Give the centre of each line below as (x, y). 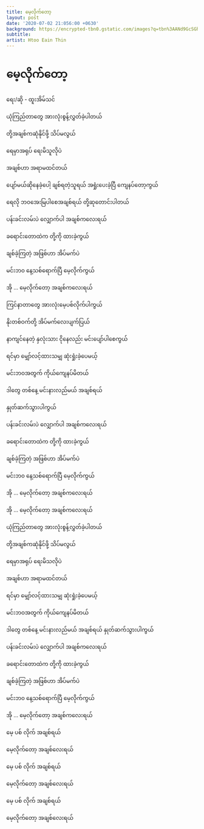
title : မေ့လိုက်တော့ (29, 12)
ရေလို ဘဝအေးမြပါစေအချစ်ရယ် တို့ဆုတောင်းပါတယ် (68, 202)
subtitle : (19, 35)
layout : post (23, 18)
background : (21, 29)
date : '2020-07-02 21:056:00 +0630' (53, 23)
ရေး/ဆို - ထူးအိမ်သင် (31, 99)
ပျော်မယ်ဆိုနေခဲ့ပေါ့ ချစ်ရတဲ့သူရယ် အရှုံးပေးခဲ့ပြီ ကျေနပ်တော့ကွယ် (83, 185)
